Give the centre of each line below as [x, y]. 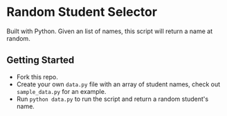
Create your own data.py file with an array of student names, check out [118, 84]
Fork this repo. [37, 77]
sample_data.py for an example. [61, 91]
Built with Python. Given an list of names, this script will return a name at [109, 31]
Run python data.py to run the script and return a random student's [112, 99]
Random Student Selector [82, 12]
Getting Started [40, 60]
